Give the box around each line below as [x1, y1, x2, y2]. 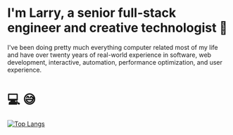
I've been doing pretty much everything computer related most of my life [7, 43, 218, 51]
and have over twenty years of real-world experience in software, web [7, 51, 212, 59]
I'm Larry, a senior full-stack [7, 5, 177, 21]
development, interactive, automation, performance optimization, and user [7, 58, 223, 66]
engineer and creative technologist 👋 [7, 20, 228, 36]
